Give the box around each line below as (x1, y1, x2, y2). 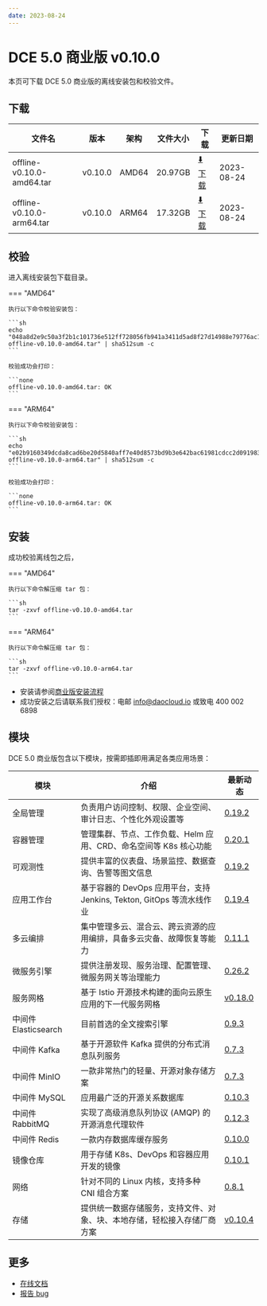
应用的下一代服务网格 (80, 998, 161, 1009)
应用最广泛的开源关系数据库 (80, 1092, 184, 1103)
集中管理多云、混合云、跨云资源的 (80, 921, 208, 932)
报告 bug (19, 1288, 49, 1298)
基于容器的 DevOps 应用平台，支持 (80, 882, 211, 893)
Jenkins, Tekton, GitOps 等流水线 (80, 894, 204, 905)
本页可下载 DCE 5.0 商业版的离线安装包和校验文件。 (8, 76, 178, 86)
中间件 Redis (12, 1133, 60, 1144)
